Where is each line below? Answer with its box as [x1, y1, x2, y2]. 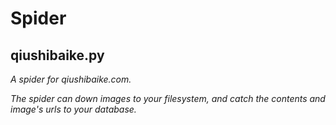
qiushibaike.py [10, 47, 105, 64]
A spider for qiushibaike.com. [10, 73, 132, 85]
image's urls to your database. [10, 103, 137, 115]
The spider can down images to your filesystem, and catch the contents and [10, 93, 326, 104]
